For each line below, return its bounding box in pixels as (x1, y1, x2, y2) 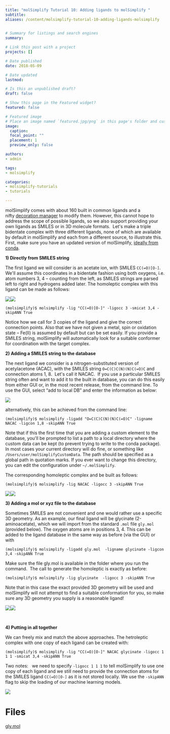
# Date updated (5, 72, 37, 78)
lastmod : (5, 77, 24, 82)
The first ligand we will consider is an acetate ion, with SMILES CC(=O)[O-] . (5, 265, 161, 271)
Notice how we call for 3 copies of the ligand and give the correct (5, 319, 142, 325)
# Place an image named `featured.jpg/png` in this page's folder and (5, 119, 157, 124)
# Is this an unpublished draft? (5, 86, 76, 91)
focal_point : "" (10, 133, 44, 138)
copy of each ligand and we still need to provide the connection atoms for (5, 668, 159, 674)
